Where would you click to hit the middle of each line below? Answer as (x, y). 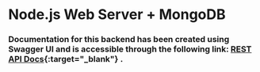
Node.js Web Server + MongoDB (117, 15)
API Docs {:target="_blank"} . (66, 59)
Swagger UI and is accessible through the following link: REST (130, 49)
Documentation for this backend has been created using (119, 40)
